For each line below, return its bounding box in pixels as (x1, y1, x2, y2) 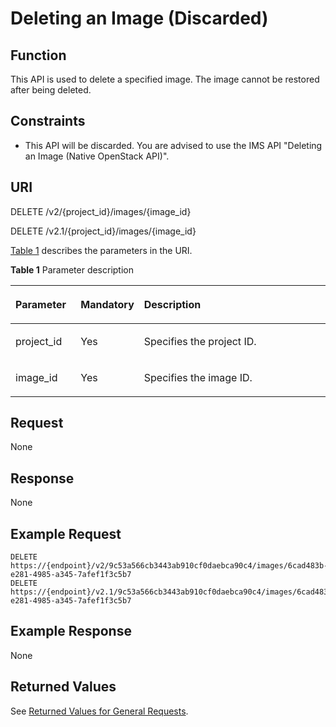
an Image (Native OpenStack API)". (24, 150, 170, 162)
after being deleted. (10, 84, 92, 96)
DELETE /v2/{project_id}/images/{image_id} (10, 205, 192, 217)
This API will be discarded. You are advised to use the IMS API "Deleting (24, 139, 323, 151)
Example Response (10, 623, 132, 640)
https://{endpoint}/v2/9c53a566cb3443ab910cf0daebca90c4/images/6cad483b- (10, 561, 329, 571)
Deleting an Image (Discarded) (10, 7, 269, 30)
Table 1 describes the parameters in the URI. (10, 244, 193, 256)
